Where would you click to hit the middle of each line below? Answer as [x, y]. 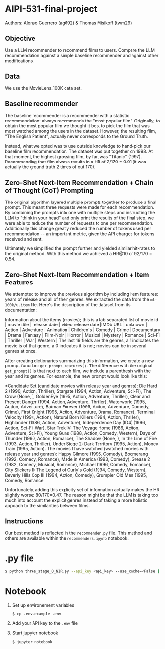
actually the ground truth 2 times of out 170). [50, 167]
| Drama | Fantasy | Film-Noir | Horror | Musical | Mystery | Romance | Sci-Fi [82, 335]
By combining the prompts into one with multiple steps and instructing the [80, 213]
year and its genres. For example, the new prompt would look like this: [76, 376]
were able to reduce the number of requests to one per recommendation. [79, 223]
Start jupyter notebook [35, 633]
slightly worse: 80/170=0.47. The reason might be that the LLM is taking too [82, 495]
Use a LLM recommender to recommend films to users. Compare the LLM [80, 50]
